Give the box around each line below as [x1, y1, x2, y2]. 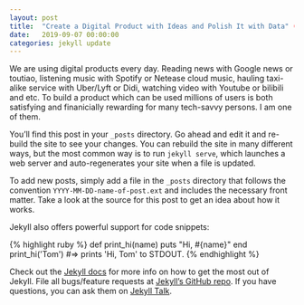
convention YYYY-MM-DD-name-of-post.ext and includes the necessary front [9, 185, 288, 195]
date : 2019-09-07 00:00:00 [9, 30, 119, 39]
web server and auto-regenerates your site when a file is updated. [9, 157, 256, 168]
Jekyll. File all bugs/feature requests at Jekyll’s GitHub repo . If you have [9, 276, 277, 287]
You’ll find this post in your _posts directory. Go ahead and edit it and [9, 129, 267, 140]
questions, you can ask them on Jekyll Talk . [9, 286, 173, 297]
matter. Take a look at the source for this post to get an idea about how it [9, 195, 280, 205]
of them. [9, 111, 41, 122]
